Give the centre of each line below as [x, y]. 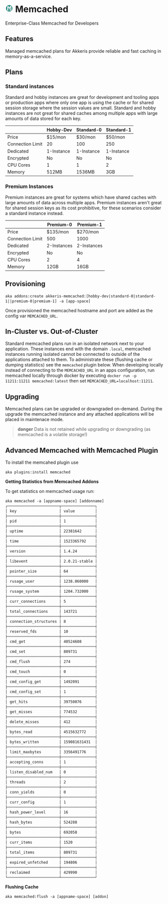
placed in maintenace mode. [35, 420]
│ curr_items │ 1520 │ [51, 842]
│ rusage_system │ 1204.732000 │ [51, 591]
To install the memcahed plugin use [42, 462]
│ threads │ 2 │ [51, 782]
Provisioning [25, 284]
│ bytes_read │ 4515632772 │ [51, 732]
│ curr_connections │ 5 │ [51, 601]
